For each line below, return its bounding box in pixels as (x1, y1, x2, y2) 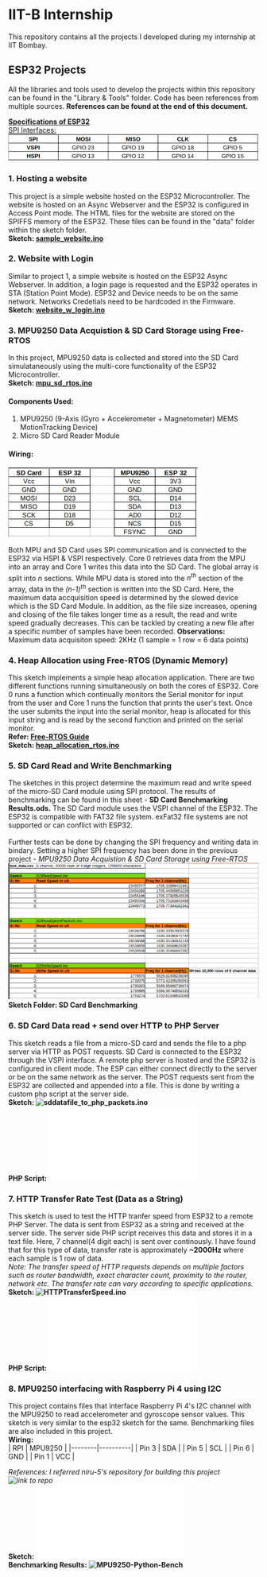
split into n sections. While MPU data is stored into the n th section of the (8, 572, 244, 583)
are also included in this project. (8, 1427, 113, 1436)
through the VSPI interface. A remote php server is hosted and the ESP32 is (8, 1055, 256, 1064)
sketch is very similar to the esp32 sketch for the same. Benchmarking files (8, 1418, 254, 1428)
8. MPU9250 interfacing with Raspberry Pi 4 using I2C (8, 1383, 222, 1394)
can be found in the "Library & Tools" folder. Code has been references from (8, 93, 258, 103)
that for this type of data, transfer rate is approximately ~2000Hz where (8, 1246, 244, 1255)
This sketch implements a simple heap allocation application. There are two (8, 672, 255, 682)
